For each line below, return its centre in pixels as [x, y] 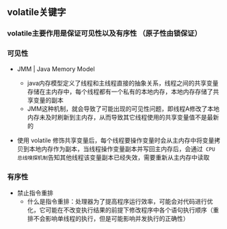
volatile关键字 [37, 12]
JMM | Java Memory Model [56, 69]
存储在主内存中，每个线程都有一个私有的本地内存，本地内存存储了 [120, 92]
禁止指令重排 [35, 193]
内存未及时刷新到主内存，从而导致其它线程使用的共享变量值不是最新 [123, 117]
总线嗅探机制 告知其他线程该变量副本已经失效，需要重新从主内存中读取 [113, 157]
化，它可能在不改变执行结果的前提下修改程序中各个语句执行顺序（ [120, 210]
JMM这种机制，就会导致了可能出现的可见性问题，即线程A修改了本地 [123, 109]
